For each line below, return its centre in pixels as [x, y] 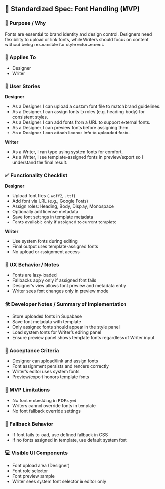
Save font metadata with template [46, 322]
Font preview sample [34, 476]
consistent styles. [30, 117]
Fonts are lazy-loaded [34, 275]
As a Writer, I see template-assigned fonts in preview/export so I [78, 157]
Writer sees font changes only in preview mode [60, 291]
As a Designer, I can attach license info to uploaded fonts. [71, 133]
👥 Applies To [21, 57]
